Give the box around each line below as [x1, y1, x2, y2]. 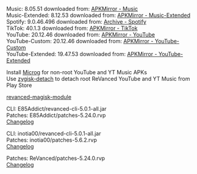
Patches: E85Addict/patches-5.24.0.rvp [6, 112, 106, 119]
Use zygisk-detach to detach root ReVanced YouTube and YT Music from [6, 75, 190, 82]
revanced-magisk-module [6, 94, 72, 100]
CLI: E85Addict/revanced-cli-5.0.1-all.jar [6, 105, 107, 112]
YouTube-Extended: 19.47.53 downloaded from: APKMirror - [6, 50, 157, 57]
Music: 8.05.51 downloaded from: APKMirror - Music [6, 5, 138, 12]
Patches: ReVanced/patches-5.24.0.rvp [6, 155, 106, 162]
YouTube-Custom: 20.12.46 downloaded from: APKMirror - [6, 38, 154, 44]
